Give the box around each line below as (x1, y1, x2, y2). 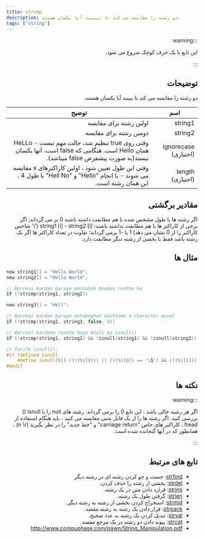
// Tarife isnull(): (6, 346, 59, 353)
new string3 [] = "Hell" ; (6, 302, 69, 308)
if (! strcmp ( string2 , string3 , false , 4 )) (6, 319, 115, 325)
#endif (6, 363, 23, 370)
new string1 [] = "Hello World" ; (6, 269, 88, 275)
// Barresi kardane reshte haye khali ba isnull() (6, 329, 137, 336)
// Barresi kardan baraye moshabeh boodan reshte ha (6, 285, 143, 292)
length (176, 168, 195, 176)
